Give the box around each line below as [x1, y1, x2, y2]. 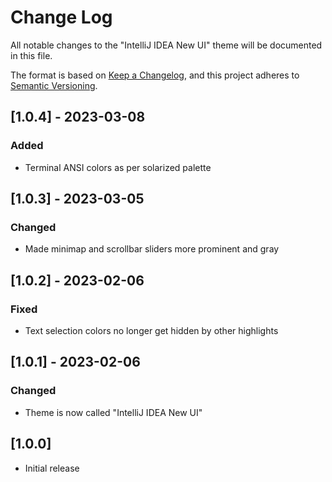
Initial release [24, 462, 80, 474]
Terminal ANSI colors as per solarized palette [24, 161, 212, 173]
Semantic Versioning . [10, 79, 98, 91]
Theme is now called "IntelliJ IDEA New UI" [24, 406, 203, 418]
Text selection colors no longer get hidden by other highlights [24, 325, 279, 336]
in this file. [10, 49, 53, 61]
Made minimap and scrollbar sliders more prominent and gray [24, 243, 280, 255]
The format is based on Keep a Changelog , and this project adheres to [10, 69, 300, 81]
